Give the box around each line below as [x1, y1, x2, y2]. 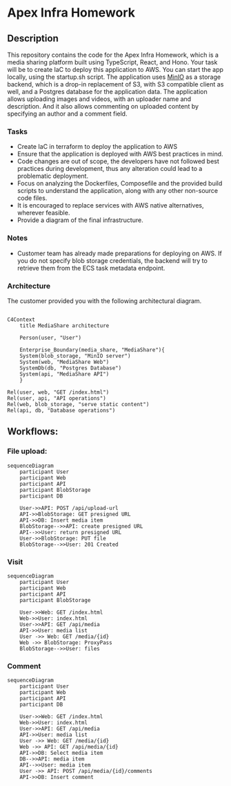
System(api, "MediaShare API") [19, 370, 110, 378]
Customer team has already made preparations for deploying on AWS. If [17, 249, 222, 257]
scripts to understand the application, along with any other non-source [17, 187, 219, 195]
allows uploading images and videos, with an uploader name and [7, 95, 192, 103]
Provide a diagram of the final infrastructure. [17, 216, 143, 224]
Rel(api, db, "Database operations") [7, 407, 116, 414]
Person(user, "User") [19, 334, 81, 341]
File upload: [7, 446, 48, 456]
